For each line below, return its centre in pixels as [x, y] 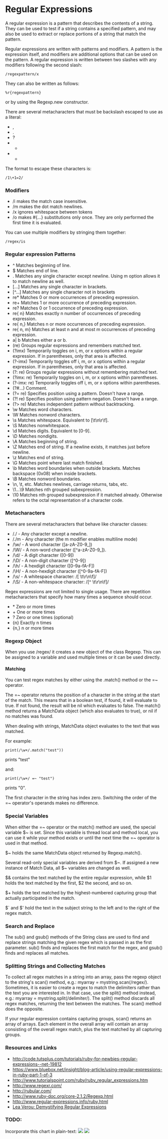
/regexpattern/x [22, 74]
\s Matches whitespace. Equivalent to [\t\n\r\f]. [60, 420]
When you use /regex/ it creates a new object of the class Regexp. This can [83, 652]
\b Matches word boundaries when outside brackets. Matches [76, 468]
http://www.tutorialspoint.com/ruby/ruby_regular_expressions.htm [80, 1080]
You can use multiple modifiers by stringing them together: [66, 233]
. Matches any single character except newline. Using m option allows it [86, 276]
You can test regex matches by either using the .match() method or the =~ [82, 680]
